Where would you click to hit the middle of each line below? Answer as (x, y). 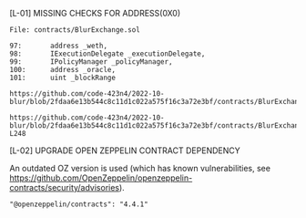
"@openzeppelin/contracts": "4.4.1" (79, 204)
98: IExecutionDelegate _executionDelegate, (107, 54)
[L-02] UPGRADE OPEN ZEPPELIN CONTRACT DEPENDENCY (125, 151)
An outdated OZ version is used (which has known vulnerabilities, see (140, 168)
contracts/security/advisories (65, 187)
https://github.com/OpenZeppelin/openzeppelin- (101, 178)
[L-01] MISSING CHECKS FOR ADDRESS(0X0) (95, 13)
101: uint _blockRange (63, 78)
